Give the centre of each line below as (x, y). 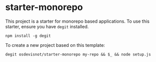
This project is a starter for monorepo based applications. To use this (77, 21)
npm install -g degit (28, 36)
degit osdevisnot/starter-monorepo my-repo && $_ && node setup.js (78, 54)
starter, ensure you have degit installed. (47, 26)
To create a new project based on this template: (55, 45)
